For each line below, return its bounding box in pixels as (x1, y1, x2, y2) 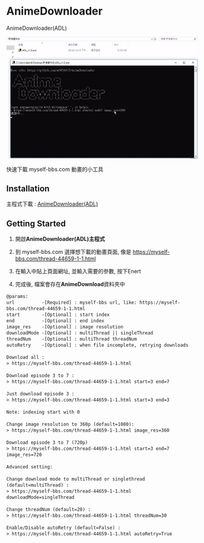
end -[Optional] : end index (6, 318, 104, 324)
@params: (6, 293, 29, 300)
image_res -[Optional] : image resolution (6, 324, 123, 330)
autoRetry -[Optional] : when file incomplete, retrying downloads (6, 342, 189, 348)
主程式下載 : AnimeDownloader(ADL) (6, 200, 98, 208)
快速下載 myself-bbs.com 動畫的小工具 (6, 166, 104, 173)
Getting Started (6, 218, 66, 229)
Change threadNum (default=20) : (6, 506, 91, 513)
